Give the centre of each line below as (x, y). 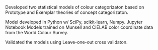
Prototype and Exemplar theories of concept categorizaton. (67, 12)
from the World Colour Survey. (37, 32)
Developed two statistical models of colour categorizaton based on (75, 7)
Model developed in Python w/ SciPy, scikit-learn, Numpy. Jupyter (74, 22)
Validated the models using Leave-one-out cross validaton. (66, 42)
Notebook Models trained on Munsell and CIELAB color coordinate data (79, 27)
